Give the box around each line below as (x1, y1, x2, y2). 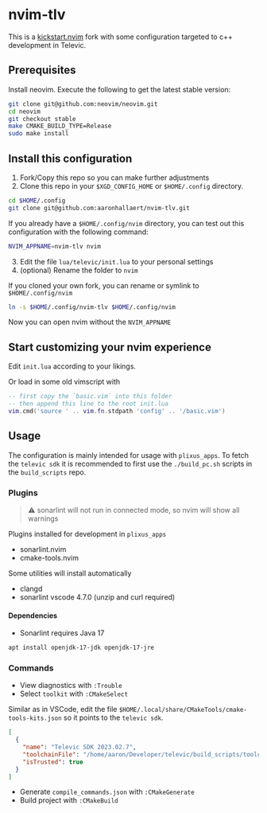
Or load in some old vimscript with (8, 377, 121, 387)
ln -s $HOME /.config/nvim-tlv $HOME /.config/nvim (8, 303, 176, 311)
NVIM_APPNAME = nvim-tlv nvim (8, 242, 102, 250)
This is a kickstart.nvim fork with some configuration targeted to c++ (8, 32, 233, 41)
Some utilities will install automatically (8, 568, 132, 578)
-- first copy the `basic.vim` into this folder (8, 393, 172, 401)
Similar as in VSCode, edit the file (8, 705, 118, 714)
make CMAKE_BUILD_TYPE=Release (8, 122, 112, 131)
